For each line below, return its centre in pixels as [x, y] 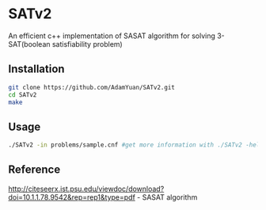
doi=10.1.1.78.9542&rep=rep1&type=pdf [72, 197]
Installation [36, 69]
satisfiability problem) [87, 44]
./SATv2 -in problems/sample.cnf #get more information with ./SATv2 [125, 145]
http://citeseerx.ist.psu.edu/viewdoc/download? [86, 189]
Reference [34, 170]
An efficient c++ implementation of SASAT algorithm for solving [112, 36]
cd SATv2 [23, 95]
